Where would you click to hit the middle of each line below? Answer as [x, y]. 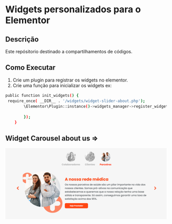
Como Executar [30, 68]
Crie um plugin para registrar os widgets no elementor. [70, 80]
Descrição [22, 39]
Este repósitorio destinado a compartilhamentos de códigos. [69, 52]
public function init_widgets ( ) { [42, 95]
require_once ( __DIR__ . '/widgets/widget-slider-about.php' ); [76, 101]
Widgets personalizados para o [73, 9]
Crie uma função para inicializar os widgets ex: [62, 85]
